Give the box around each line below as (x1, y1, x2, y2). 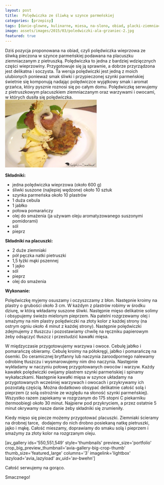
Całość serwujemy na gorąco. (5, 465, 65, 470)
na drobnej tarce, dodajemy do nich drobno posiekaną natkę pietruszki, (5, 420, 150, 425)
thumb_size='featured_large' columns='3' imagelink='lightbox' (5, 450, 131, 456)
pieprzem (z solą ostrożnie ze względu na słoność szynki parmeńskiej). (5, 390, 149, 395)
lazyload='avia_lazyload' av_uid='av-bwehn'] (5, 455, 96, 461)
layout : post (5, 8, 32, 13)
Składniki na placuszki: (5, 238, 53, 243)
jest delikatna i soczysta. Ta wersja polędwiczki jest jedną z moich (5, 68, 138, 74)
